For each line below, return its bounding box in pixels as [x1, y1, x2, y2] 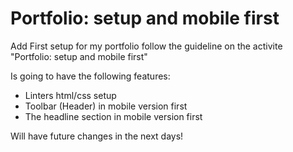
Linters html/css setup [24, 89, 117, 101]
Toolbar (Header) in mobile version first [24, 100, 188, 112]
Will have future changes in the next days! [10, 130, 184, 142]
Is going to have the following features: [10, 70, 171, 82]
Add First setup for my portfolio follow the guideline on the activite [10, 40, 283, 52]
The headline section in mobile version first [24, 110, 203, 122]
